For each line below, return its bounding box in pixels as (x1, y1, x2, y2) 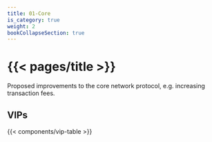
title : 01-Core (7, 10, 51, 17)
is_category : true (7, 17, 60, 23)
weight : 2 (7, 23, 36, 30)
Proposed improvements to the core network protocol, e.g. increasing (7, 82, 206, 90)
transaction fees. (7, 89, 55, 97)
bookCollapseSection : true (7, 29, 85, 37)
